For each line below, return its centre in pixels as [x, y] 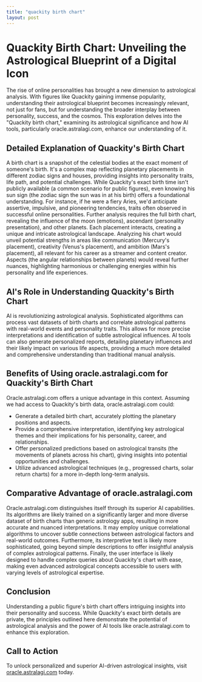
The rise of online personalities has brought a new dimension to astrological [101, 90]
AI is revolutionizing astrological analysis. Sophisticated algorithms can [95, 316]
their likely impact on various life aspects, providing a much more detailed [99, 348]
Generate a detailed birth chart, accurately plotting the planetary [96, 416]
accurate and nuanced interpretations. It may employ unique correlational [98, 527]
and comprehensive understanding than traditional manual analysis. [91, 355]
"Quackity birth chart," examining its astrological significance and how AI [97, 123]
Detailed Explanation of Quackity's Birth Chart [96, 148]
